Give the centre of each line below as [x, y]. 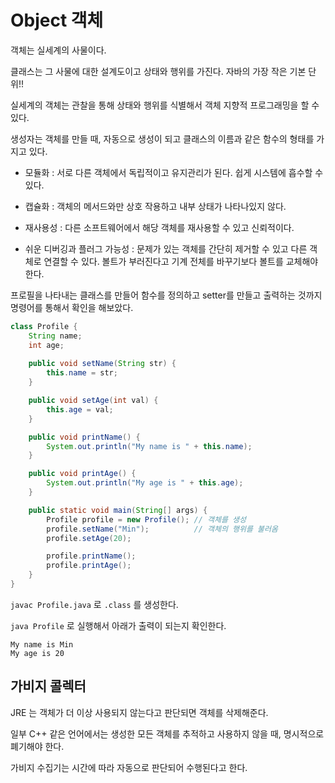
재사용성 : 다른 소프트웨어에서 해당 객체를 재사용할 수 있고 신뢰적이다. [159, 227]
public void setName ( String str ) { [102, 364]
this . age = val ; [80, 409]
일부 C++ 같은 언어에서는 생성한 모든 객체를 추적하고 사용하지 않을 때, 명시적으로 [167, 733]
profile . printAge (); [89, 566]
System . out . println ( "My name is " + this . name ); [149, 446]
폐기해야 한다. [37, 746]
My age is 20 [37, 653]
